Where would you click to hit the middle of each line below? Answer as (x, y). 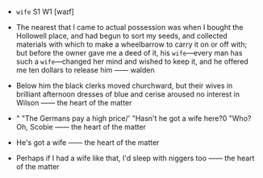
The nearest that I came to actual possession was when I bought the (129, 27)
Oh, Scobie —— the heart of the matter (81, 127)
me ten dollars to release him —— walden (85, 70)
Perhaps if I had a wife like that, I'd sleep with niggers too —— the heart (135, 158)
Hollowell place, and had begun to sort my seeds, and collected (121, 36)
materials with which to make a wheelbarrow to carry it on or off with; (131, 44)
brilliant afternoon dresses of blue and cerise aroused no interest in (128, 94)
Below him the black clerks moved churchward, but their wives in (124, 85)
